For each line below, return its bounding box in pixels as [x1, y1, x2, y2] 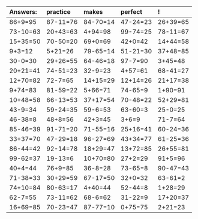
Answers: [9, 8, 37, 16]
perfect [121, 8, 143, 16]
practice [46, 8, 71, 16]
